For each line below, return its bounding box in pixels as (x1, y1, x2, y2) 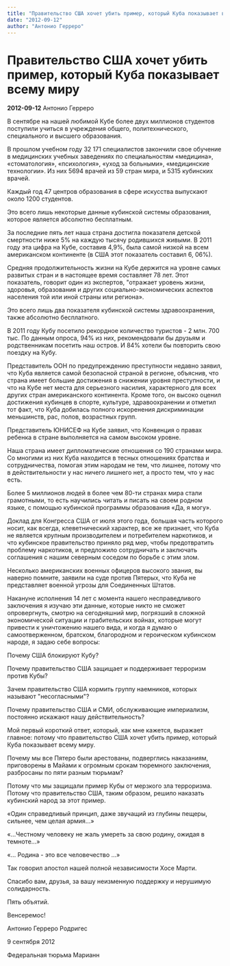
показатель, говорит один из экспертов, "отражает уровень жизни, (7, 278, 205, 286)
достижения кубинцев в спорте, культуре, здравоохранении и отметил (7, 398, 217, 406)
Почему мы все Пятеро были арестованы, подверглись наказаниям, (7, 754, 209, 763)
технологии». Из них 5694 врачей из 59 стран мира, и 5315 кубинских (7, 167, 214, 175)
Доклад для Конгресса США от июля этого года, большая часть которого (7, 517, 223, 525)
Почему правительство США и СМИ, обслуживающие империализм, (7, 706, 210, 714)
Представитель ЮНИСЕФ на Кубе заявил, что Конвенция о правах (7, 426, 202, 434)
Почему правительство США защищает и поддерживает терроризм (7, 665, 207, 673)
